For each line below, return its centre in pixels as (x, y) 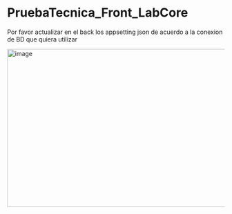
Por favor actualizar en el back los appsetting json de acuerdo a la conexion (115, 32)
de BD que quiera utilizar (42, 39)
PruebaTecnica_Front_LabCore (98, 13)
